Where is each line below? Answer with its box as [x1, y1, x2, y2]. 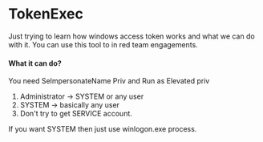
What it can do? [8, 58, 62, 68]
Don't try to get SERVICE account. [19, 109, 132, 119]
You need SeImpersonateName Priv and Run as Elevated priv [8, 76, 210, 86]
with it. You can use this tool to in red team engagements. [8, 39, 198, 49]
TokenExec [8, 5, 84, 23]
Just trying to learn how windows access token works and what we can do [8, 31, 255, 41]
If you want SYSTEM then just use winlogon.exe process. [8, 124, 197, 134]
